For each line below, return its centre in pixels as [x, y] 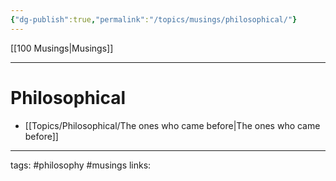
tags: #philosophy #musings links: [81, 165]
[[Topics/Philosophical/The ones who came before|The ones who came [172, 125]
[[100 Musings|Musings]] [62, 48]
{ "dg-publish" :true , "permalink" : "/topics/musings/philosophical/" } [154, 19]
